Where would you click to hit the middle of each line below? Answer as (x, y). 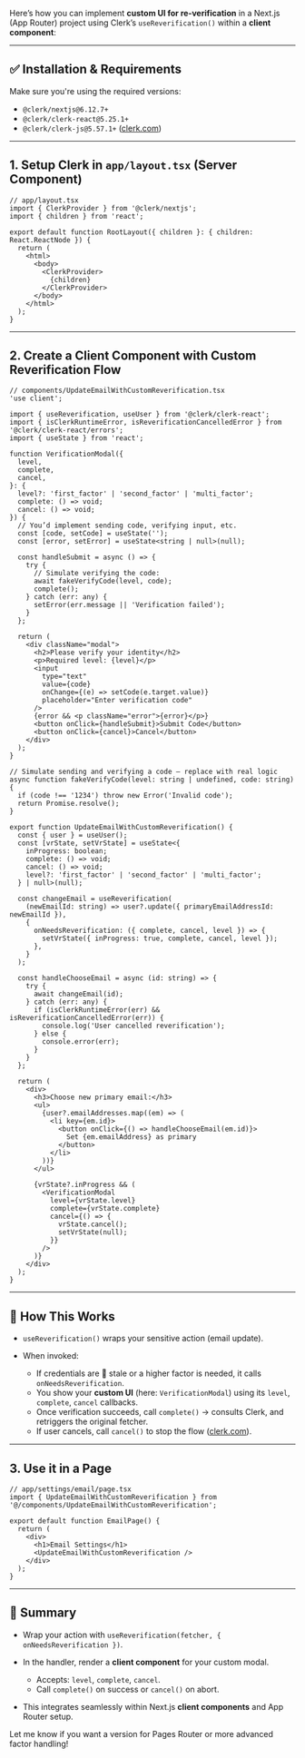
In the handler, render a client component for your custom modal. (146, 1662)
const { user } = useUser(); (73, 835)
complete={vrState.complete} (105, 1209)
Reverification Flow (65, 370)
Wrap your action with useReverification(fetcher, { (122, 1635)
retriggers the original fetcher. (92, 1422)
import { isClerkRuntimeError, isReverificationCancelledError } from (146, 422)
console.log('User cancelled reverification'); (133, 1026)
